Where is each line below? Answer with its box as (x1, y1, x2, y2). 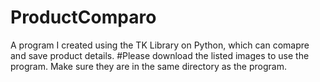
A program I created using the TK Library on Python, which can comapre (10, 39, 310, 51)
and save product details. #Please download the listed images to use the (10, 49, 310, 61)
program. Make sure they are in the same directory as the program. (10, 60, 287, 72)
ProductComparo (10, 6, 157, 29)
